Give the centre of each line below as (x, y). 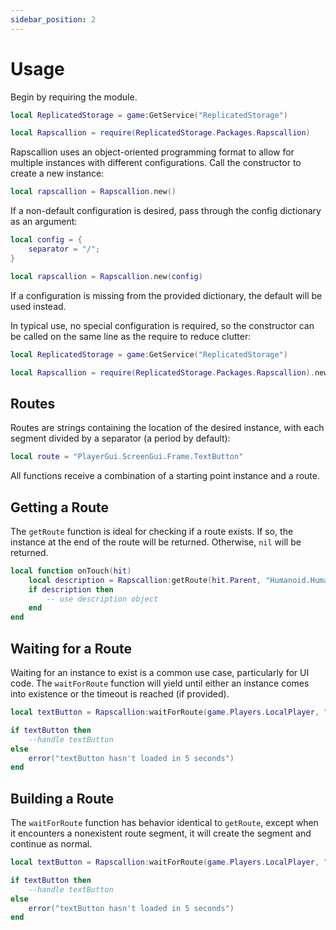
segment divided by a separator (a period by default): (120, 438)
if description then (71, 589)
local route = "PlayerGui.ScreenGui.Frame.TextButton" (127, 457)
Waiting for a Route (71, 648)
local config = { (46, 240)
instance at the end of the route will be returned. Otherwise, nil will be (156, 542)
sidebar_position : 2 (53, 19)
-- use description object (102, 599)
